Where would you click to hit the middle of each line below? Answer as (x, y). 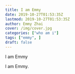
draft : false (19, 42)
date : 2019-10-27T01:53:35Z (34, 14)
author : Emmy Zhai (24, 24)
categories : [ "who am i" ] (32, 33)
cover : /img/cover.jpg (29, 28)
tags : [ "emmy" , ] (23, 38)
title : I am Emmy (23, 10)
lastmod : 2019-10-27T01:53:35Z (37, 19)
